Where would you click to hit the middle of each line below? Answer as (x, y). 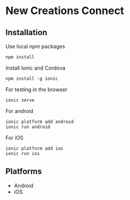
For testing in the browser (37, 89)
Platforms (24, 172)
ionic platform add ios (35, 149)
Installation (26, 32)
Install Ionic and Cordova (35, 68)
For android (19, 111)
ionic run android (28, 127)
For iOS (15, 138)
